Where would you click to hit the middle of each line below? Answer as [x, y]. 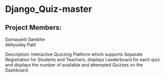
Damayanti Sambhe [25, 39]
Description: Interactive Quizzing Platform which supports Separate [74, 54]
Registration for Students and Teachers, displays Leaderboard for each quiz [82, 60]
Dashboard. [17, 70]
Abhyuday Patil [21, 45]
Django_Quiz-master [49, 9]
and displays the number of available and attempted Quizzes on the [74, 65]
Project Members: [33, 28]
